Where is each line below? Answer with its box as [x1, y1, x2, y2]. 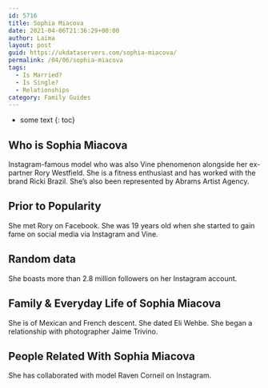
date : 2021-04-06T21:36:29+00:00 [8, 26, 120, 34]
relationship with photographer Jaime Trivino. [8, 327, 158, 336]
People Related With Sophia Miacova [8, 349, 196, 363]
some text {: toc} [19, 115, 76, 125]
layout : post [8, 42, 52, 49]
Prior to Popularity [8, 200, 102, 213]
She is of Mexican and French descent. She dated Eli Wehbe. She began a [8, 318, 253, 327]
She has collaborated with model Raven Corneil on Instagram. [8, 370, 212, 380]
